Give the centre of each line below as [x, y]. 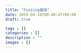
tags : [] [16, 28]
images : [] [18, 43]
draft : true [18, 19]
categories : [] [22, 33]
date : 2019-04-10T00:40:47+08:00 [41, 15]
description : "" [24, 38]
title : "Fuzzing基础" [28, 10]
